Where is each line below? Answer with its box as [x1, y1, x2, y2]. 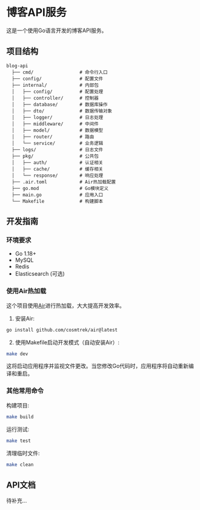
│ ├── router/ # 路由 [12, 134, 95, 140]
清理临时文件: [6, 449, 41, 457]
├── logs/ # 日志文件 [12, 146, 104, 152]
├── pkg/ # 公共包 [12, 153, 99, 159]
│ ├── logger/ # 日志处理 [12, 114, 104, 120]
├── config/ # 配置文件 [12, 75, 104, 82]
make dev [6, 350, 28, 357]
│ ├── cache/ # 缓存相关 [12, 166, 104, 172]
